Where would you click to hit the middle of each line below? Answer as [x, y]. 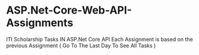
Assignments [40, 23]
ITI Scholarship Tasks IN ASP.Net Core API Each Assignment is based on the [99, 39]
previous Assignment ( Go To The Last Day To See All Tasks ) [81, 46]
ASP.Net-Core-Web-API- [69, 10]
